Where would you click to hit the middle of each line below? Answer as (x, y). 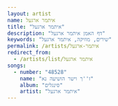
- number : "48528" (40, 72)
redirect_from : (29, 53)
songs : (17, 66)
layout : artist (29, 14)
